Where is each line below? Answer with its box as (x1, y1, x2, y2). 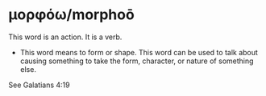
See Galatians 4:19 (8, 80, 70, 90)
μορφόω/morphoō (8, 6, 135, 24)
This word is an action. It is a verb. (8, 32, 123, 42)
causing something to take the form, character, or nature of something (19, 56, 254, 66)
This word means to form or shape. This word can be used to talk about (19, 47, 258, 57)
